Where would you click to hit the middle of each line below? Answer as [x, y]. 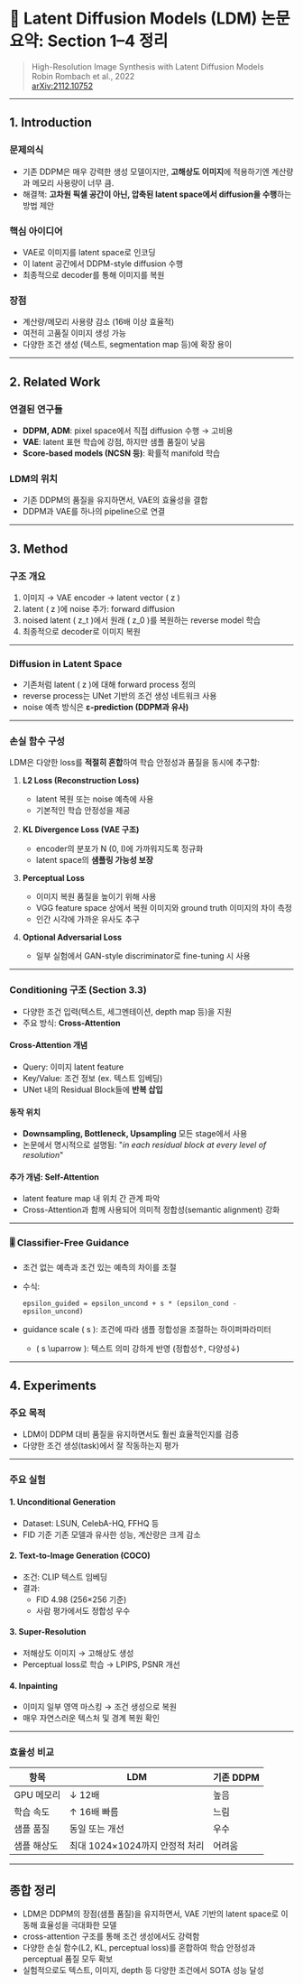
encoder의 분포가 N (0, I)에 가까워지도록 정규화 [119, 848]
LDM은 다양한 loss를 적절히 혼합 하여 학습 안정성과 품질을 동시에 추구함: [134, 763]
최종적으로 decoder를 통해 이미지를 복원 [93, 274]
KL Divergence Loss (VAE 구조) [81, 830]
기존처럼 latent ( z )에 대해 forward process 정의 [109, 685]
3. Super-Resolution [48, 1632]
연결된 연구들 [36, 409]
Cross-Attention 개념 [49, 1045]
